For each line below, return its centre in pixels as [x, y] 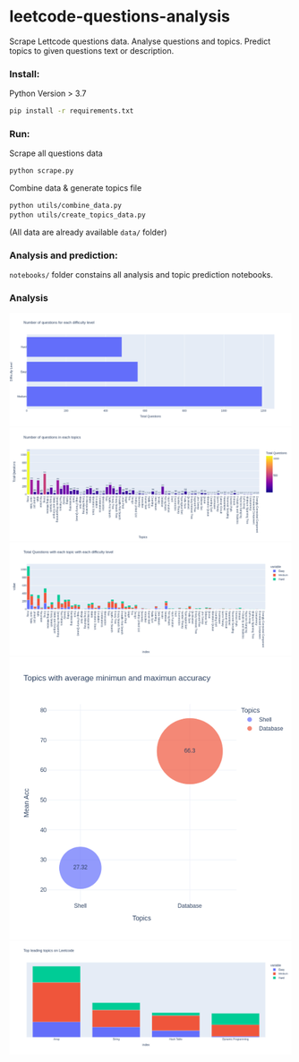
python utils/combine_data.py [66, 206]
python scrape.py [42, 171]
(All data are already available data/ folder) [88, 232]
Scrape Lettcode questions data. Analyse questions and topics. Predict [140, 41]
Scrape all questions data [56, 153]
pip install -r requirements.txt [72, 111]
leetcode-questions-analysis [120, 17]
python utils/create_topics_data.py [77, 215]
